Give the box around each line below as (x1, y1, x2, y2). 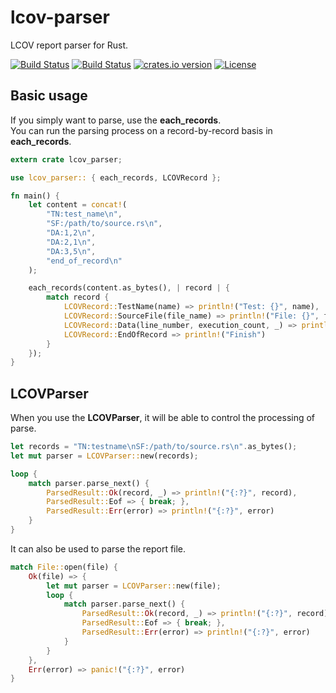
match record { (46, 292, 110, 303)
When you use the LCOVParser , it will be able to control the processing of (10, 412, 316, 424)
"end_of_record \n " (46, 256, 123, 266)
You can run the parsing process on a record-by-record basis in (10, 124, 273, 136)
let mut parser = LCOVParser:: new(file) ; (46, 581, 222, 591)
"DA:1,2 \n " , (46, 228, 97, 238)
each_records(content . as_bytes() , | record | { (28, 283, 230, 293)
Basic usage (10, 87, 88, 105)
